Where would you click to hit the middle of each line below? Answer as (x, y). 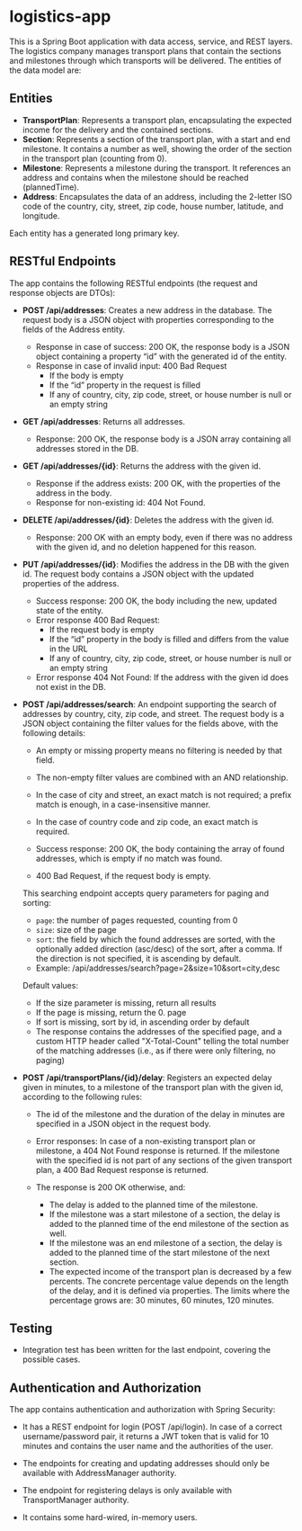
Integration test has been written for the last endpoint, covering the (147, 1350)
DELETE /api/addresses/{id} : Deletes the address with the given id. (148, 520)
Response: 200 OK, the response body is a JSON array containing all (164, 439)
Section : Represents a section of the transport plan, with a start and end (156, 139)
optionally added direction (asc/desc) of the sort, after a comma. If (159, 949)
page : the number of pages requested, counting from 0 (137, 920)
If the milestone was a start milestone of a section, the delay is (164, 1214)
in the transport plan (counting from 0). (95, 158)
